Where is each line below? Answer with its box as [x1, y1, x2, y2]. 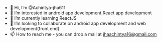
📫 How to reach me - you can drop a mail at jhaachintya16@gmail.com [10, 31, 157, 37]
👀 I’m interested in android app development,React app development [10, 10, 152, 16]
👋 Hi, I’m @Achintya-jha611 [10, 5, 66, 10]
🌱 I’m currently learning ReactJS [10, 15, 77, 21]
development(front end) [10, 26, 60, 32]
